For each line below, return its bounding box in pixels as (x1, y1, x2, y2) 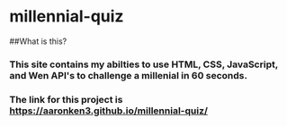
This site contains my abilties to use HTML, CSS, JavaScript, (9, 58, 279, 71)
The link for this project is (9, 93, 123, 105)
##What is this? (9, 36, 67, 46)
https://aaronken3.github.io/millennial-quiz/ (9, 105, 209, 117)
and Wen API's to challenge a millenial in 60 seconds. (9, 69, 247, 81)
